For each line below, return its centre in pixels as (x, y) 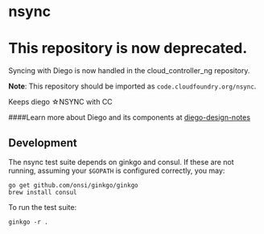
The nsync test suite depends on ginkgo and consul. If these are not (122, 162)
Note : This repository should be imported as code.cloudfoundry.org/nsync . (132, 86)
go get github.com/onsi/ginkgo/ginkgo (73, 185)
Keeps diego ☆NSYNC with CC (60, 102)
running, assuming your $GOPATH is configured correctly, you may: (117, 170)
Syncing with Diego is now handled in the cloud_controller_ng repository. (129, 71)
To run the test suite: (43, 207)
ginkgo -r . (28, 222)
